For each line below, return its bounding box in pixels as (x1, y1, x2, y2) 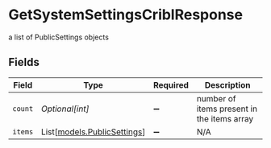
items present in (196, 103, 258, 114)
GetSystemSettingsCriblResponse (8, 6, 244, 24)
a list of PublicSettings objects (8, 32, 109, 42)
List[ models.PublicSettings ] (40, 126, 146, 138)
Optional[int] (40, 103, 90, 114)
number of (196, 92, 236, 104)
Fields (8, 55, 40, 69)
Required (152, 79, 190, 90)
